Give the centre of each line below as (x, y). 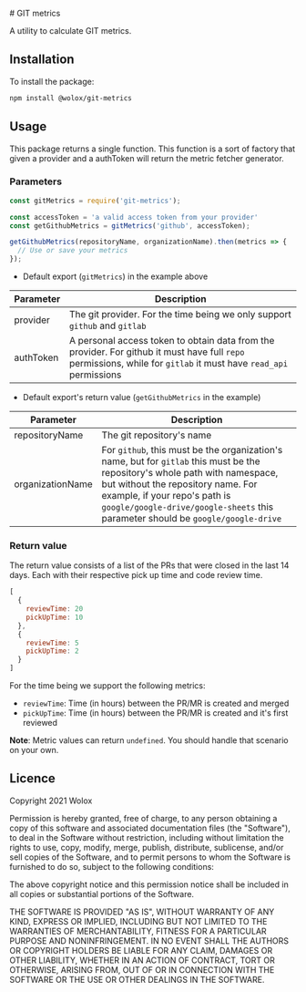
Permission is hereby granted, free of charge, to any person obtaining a (143, 818)
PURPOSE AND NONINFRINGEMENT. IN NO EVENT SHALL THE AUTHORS (149, 940)
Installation (42, 60)
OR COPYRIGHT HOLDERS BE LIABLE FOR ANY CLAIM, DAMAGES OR (141, 950)
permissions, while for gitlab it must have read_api (178, 364)
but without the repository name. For (179, 484)
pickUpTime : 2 (52, 651)
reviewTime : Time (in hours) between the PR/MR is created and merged (156, 703)
